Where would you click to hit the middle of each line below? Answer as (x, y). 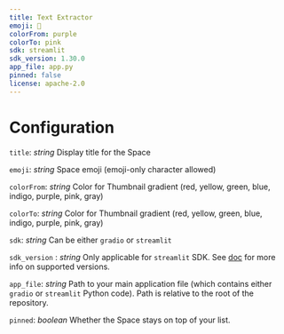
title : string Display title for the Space (80, 152)
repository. (29, 302)
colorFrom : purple (43, 34)
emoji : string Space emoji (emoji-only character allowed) (113, 169)
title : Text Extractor (51, 17)
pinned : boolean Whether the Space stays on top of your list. (120, 320)
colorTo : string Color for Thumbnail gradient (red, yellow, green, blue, (136, 213)
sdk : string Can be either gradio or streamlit (91, 240)
